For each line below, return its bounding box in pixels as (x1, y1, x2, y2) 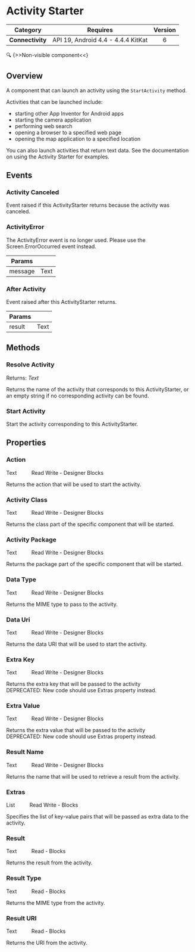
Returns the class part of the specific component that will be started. (6, 521, 174, 528)
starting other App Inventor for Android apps (14, 110, 124, 117)
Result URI (6, 914, 37, 922)
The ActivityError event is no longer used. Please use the (6, 237, 146, 244)
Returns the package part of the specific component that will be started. (6, 561, 183, 568)
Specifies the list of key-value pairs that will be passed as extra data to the (6, 813, 189, 820)
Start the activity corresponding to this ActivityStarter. (6, 421, 139, 428)
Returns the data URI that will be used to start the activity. (6, 640, 147, 648)
